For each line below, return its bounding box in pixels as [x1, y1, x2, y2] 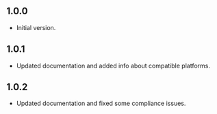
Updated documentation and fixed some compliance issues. [16, 99, 186, 108]
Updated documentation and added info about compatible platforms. [16, 61, 210, 70]
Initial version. [16, 23, 56, 31]
